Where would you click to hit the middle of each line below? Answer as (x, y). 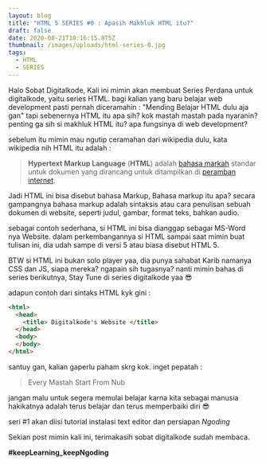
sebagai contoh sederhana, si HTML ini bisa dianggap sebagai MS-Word (127, 228)
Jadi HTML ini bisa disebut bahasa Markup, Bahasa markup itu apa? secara (132, 195)
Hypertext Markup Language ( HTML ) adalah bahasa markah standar (142, 163)
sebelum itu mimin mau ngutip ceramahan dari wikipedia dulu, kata (118, 139)
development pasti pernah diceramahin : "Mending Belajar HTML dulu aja (129, 107)
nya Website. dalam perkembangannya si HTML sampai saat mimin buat (127, 236)
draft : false (30, 30)
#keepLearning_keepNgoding (59, 452)
